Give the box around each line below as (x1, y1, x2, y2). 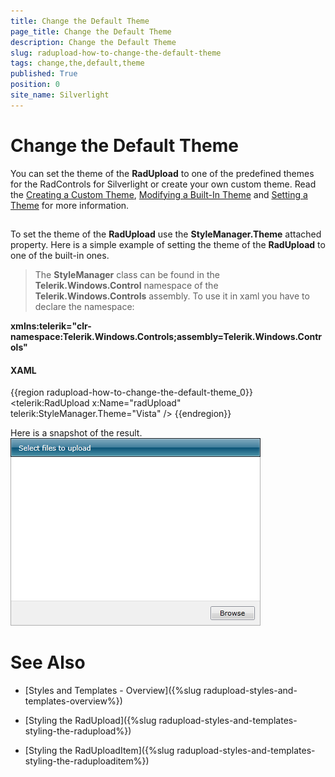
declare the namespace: (34, 301, 135, 313)
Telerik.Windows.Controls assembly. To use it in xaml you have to (34, 290, 310, 302)
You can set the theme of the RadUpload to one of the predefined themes (10, 167, 315, 179)
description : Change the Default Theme (10, 37, 177, 47)
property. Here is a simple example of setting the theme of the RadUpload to (10, 239, 326, 251)
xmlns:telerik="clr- (10, 320, 92, 332)
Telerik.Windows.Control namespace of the (34, 280, 219, 292)
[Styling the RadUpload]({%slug (24, 715, 157, 727)
